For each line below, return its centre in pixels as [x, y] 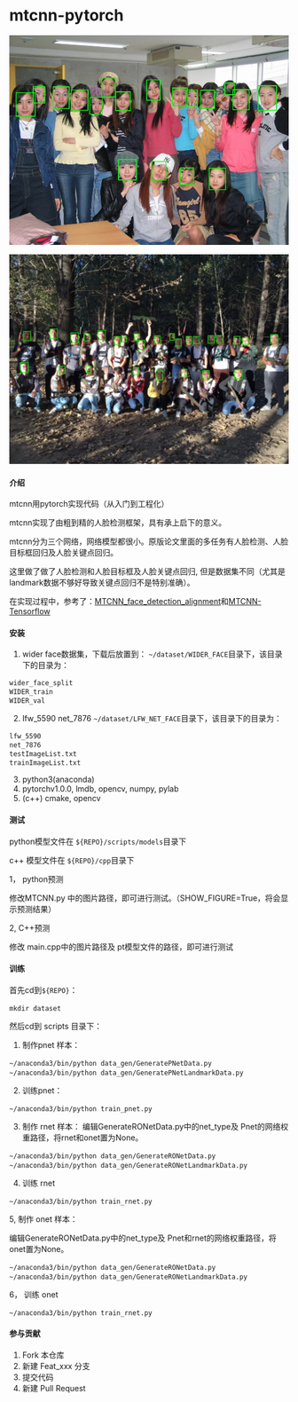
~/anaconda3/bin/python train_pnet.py [81, 1109]
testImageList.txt [43, 754]
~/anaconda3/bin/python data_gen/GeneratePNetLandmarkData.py [126, 1073]
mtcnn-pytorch [67, 16]
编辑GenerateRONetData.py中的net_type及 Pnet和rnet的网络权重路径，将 [143, 1238]
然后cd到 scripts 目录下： [56, 1026]
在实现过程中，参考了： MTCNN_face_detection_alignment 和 [119, 602]
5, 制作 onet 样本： [43, 1219]
